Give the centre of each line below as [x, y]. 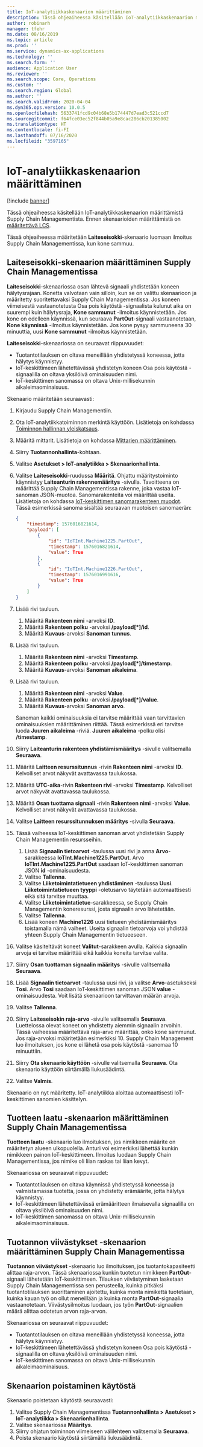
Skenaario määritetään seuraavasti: [51, 398]
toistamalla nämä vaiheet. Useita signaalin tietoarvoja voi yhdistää [106, 928]
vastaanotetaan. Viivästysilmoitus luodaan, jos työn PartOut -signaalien [95, 1305]
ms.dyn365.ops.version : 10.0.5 [46, 107]
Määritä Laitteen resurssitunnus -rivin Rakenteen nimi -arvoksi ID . [99, 767]
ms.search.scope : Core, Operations [52, 79]
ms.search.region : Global [39, 91]
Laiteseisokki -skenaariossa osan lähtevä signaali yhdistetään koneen [93, 286]
